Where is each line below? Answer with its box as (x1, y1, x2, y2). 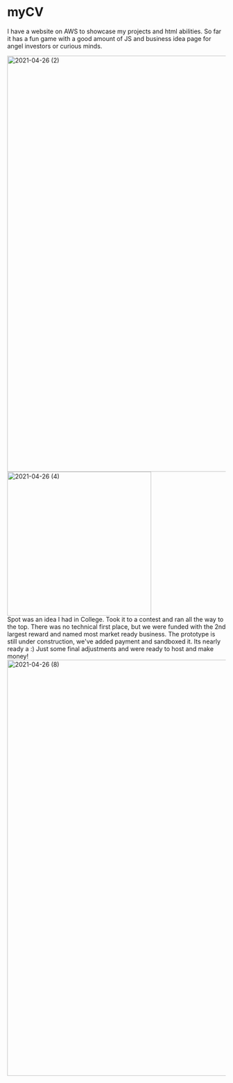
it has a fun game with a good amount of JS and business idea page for (7, 34, 212, 42)
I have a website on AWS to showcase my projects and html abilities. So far (7, 27, 222, 35)
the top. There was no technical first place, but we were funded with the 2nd (7, 622, 226, 631)
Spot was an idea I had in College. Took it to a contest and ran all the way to (7, 615, 224, 623)
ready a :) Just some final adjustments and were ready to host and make (7, 644, 214, 652)
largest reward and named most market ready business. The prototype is (7, 630, 216, 638)
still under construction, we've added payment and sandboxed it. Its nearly (7, 637, 221, 646)
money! (7, 652, 29, 660)
